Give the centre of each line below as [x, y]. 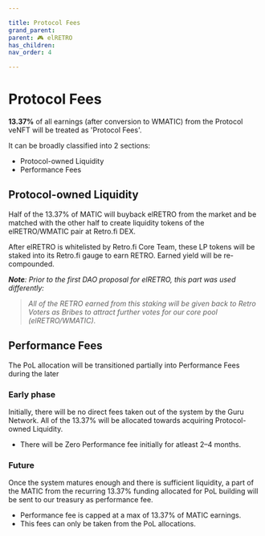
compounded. [31, 264]
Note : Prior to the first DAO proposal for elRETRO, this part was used [122, 279]
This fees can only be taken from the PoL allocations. [108, 524]
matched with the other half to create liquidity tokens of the [106, 222]
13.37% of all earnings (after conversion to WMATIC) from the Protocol [126, 122]
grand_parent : [32, 30]
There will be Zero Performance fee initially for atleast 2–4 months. [130, 444]
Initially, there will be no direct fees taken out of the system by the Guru [126, 412]
